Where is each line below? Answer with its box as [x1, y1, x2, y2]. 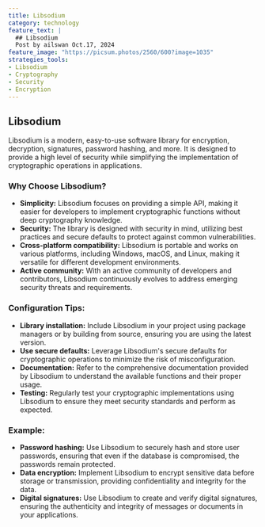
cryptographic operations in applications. [8, 161, 142, 170]
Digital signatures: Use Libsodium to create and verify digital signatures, [19, 493, 258, 503]
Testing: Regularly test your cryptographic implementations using [19, 388, 235, 397]
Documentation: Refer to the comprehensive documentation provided [19, 362, 249, 372]
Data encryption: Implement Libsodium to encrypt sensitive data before [19, 468, 255, 478]
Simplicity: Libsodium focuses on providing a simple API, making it [19, 199, 239, 208]
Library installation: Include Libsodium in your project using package [19, 320, 247, 330]
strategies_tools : [8, 56, 69, 64]
